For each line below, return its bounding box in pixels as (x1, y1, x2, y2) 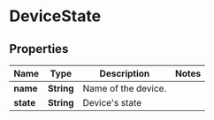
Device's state (82, 97, 142, 109)
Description (99, 68, 150, 79)
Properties (9, 41, 69, 56)
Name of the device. (82, 82, 167, 94)
